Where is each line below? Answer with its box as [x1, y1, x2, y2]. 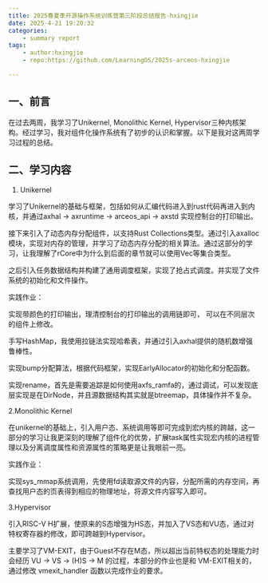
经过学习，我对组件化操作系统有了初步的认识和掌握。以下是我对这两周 [22, 127, 253, 137]
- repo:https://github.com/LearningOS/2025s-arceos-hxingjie [22, 57, 230, 65]
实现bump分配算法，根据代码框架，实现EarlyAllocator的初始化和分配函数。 [8, 363, 254, 372]
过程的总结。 [14, 137, 57, 147]
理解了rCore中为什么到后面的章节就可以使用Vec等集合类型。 [35, 248, 235, 258]
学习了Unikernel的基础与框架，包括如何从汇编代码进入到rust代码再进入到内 [8, 201, 255, 211]
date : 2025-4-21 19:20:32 [8, 19, 94, 27]
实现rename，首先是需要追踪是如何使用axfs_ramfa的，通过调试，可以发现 [8, 380, 251, 390]
